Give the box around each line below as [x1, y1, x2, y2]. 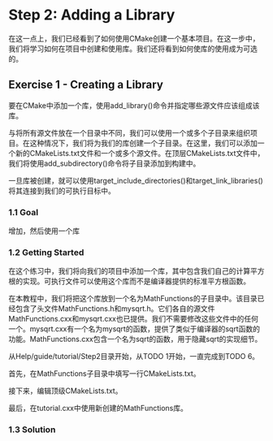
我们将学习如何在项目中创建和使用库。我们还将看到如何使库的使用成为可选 [8, 43, 258, 54]
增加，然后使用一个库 [8, 226, 80, 236]
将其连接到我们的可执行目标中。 [8, 185, 115, 196]
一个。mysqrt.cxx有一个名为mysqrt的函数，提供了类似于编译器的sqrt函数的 [8, 324, 260, 334]
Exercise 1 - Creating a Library [8, 78, 164, 92]
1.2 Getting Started [8, 246, 84, 257]
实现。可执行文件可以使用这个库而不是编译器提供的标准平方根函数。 [22, 276, 250, 286]
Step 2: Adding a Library [8, 6, 175, 24]
